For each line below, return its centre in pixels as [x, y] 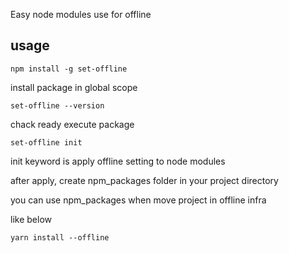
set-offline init [46, 142]
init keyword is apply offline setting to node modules [118, 161]
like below [31, 219]
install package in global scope [74, 87]
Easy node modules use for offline [81, 14]
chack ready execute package [72, 124]
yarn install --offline [60, 237]
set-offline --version [57, 105]
